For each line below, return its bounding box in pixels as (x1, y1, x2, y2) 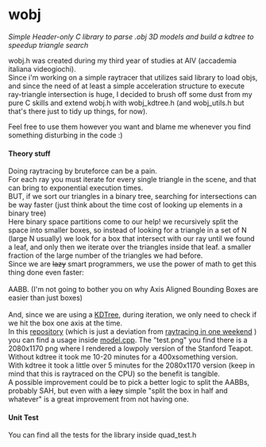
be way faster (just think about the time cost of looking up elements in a (8, 200, 244, 210)
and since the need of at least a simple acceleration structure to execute (8, 81, 245, 91)
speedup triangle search (8, 40, 89, 49)
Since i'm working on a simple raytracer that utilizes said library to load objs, (8, 72, 258, 82)
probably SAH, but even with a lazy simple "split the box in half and (8, 386, 228, 395)
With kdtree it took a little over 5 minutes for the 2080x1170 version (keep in (8, 360, 256, 371)
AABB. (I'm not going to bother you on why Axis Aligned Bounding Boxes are (8, 285, 259, 294)
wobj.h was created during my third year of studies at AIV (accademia (8, 56, 237, 65)
